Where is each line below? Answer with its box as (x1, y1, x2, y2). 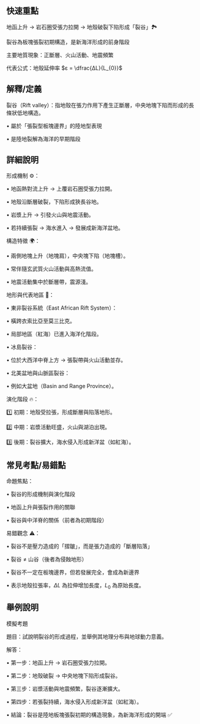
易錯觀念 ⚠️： (6, 530, 41, 537)
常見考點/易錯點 (6, 460, 66, 470)
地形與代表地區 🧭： (6, 291, 55, 299)
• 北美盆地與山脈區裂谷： (6, 370, 70, 377)
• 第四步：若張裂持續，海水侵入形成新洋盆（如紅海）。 (6, 698, 143, 705)
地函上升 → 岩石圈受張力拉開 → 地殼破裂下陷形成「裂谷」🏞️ (6, 23, 158, 31)
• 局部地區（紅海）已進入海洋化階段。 (6, 330, 102, 338)
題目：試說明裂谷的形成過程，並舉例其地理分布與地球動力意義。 (6, 633, 167, 640)
